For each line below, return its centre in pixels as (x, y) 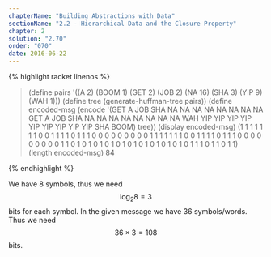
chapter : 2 (27, 31)
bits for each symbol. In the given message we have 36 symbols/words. (128, 211)
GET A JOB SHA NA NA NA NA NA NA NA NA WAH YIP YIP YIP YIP (140, 118)
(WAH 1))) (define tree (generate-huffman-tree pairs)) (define (130, 101)
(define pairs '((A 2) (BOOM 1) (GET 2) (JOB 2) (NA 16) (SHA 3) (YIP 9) (145, 92)
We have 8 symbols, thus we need (66, 184)
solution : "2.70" (38, 39)
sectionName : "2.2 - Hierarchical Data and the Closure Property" (123, 24)
